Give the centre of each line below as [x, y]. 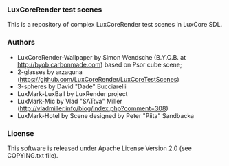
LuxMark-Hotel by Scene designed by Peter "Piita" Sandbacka [106, 115]
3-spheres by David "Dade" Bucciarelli [72, 86]
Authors [21, 43]
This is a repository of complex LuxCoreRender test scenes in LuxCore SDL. [115, 25]
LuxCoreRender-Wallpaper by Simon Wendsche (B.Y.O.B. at [101, 57]
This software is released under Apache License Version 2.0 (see [100, 148]
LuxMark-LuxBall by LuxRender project [72, 93]
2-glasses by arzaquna [50, 72]
